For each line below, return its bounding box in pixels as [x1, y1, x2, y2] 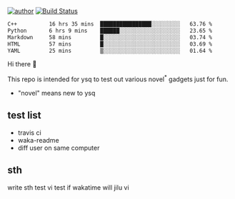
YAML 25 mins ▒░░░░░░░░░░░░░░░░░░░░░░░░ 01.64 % [7, 47, 213, 54]
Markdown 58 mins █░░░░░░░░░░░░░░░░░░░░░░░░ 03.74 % [7, 34, 213, 41]
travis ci [17, 128, 41, 137]
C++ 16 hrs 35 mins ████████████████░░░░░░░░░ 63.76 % [7, 21, 213, 28]
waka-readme [17, 136, 59, 144]
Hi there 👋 [7, 60, 37, 68]
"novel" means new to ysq [17, 89, 96, 98]
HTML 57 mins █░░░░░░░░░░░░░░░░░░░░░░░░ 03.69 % [7, 40, 213, 48]
